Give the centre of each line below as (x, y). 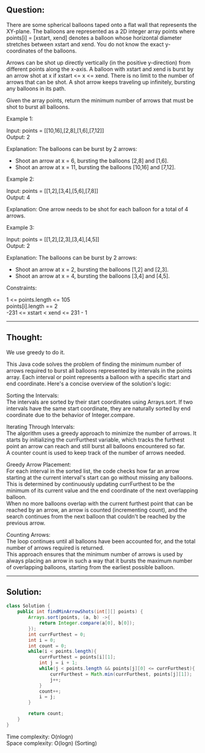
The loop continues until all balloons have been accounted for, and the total (101, 541)
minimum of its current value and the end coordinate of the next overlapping (102, 490)
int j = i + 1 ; (58, 663)
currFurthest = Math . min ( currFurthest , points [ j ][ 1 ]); (121, 674)
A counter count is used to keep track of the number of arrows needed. (96, 453)
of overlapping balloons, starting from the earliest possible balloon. (91, 567)
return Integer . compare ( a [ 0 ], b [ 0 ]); (87, 623)
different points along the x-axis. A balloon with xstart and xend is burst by (100, 69)
